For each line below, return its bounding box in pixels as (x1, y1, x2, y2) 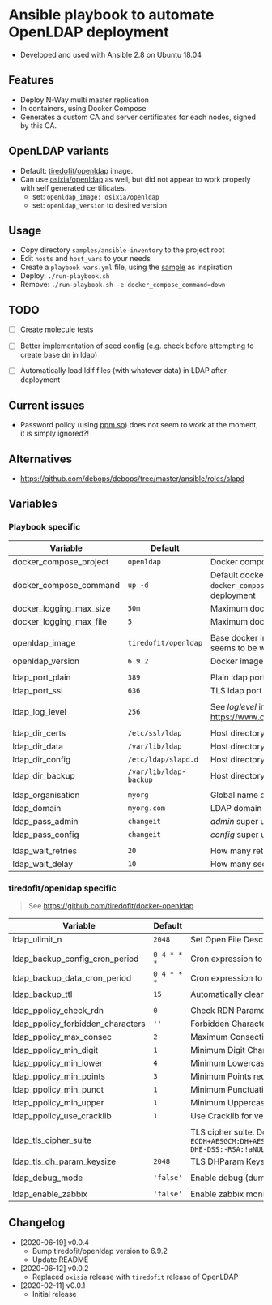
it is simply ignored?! (19, 428, 89, 439)
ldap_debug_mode (12, 1172, 83, 1183)
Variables (8, 497, 58, 511)
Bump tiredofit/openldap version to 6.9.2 (32, 1246, 168, 1256)
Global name (210, 789, 259, 801)
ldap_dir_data (12, 741, 63, 752)
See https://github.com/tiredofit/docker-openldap (28, 900, 194, 910)
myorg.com (127, 803, 166, 813)
